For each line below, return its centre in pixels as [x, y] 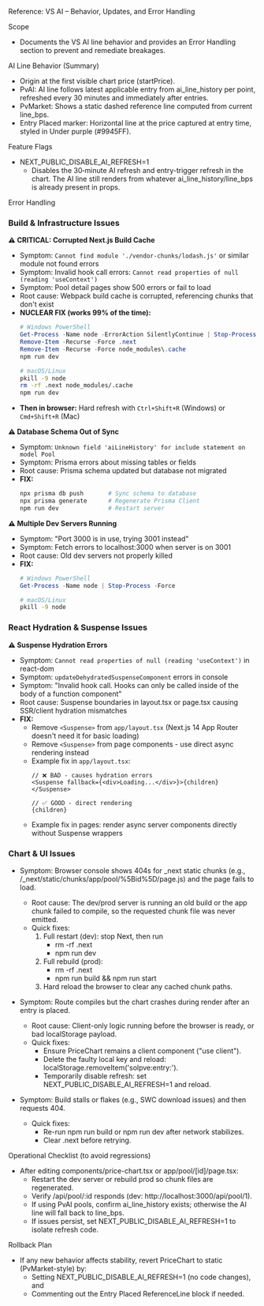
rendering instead [60, 752]
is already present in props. [76, 187]
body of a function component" [71, 694]
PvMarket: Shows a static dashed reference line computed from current [136, 106]
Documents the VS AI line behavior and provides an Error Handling [128, 42]
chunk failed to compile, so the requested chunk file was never [133, 911]
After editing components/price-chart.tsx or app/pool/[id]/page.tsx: [129, 1171]
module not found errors [59, 264]
